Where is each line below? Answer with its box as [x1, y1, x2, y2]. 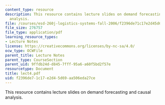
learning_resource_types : [5, 35, 58, 40]
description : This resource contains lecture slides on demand [5, 12, 137, 17]
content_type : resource [5, 7, 54, 12]
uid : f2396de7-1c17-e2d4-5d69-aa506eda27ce [5, 76, 96, 80]
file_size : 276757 [5, 26, 43, 30]
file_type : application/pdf [5, 30, 63, 35]
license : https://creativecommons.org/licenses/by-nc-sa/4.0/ [5, 44, 135, 49]
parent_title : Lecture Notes [5, 52, 65, 58]
